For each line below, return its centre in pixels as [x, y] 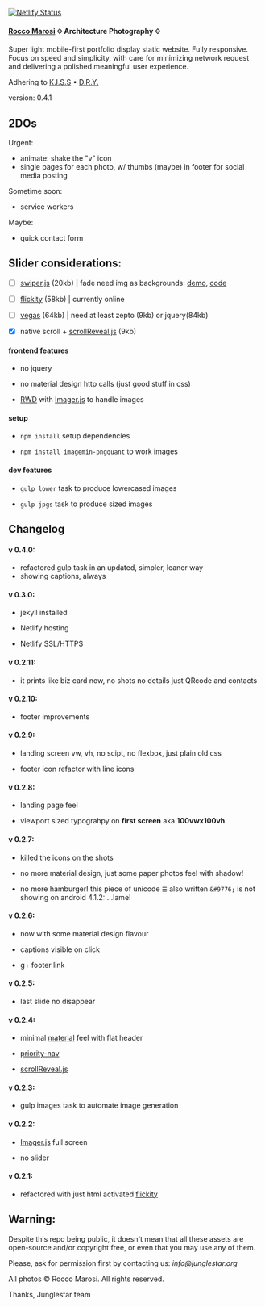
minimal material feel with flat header [81, 1038]
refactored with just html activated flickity [89, 1194]
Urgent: [21, 143]
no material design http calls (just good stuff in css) [105, 384]
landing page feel [49, 805]
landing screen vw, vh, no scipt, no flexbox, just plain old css [120, 753]
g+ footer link [42, 965]
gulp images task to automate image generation [99, 1105]
